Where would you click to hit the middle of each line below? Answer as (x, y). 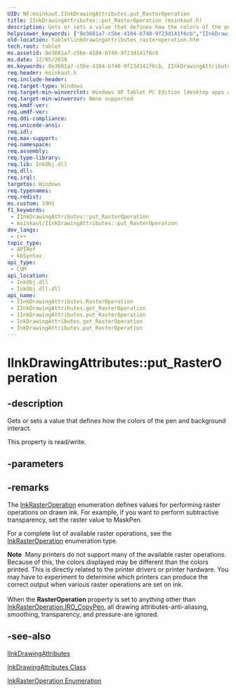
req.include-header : (38, 79)
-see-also (29, 637)
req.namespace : (29, 145)
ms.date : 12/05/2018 (38, 60)
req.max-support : (33, 138)
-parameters (35, 464)
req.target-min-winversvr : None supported (70, 99)
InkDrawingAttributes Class (47, 667)
